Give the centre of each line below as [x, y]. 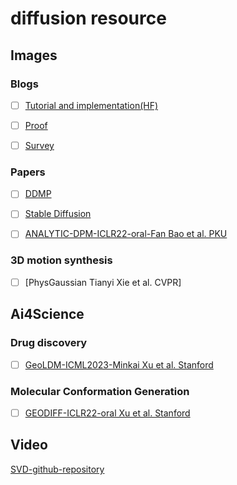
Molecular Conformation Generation [100, 391]
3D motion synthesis [61, 260]
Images [34, 55]
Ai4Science [47, 314]
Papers [28, 172]
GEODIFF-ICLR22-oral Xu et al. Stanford [107, 413]
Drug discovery [49, 343]
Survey [39, 145]
